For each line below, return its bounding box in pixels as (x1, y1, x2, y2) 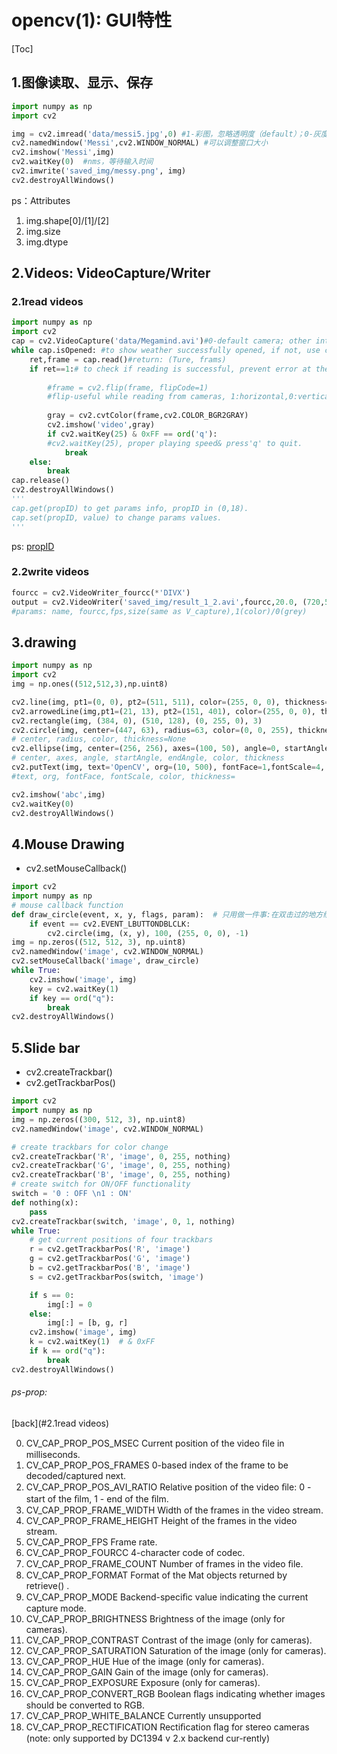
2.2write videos (11, 565, 90, 579)
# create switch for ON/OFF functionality (11, 1179, 191, 1190)
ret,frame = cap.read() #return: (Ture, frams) (29, 354, 227, 365)
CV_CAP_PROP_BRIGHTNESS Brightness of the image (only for (25, 1612, 286, 1625)
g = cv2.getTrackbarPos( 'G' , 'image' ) (29, 1254, 191, 1264)
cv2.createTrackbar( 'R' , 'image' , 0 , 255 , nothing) (11, 1151, 231, 1161)
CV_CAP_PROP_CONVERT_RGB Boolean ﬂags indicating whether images (25, 1687, 326, 1700)
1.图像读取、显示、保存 (11, 74, 154, 91)
